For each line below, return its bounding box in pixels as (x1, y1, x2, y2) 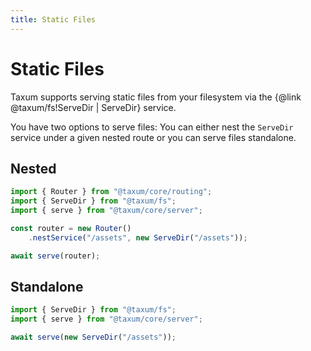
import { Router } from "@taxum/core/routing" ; (10, 187, 213, 197)
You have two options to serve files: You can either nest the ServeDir (10, 121, 294, 133)
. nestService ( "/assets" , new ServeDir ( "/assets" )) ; (28, 232, 248, 243)
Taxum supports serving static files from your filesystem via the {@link (10, 91, 302, 103)
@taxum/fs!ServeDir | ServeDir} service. (10, 101, 177, 113)
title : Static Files (10, 14, 97, 25)
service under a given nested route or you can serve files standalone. (10, 131, 297, 143)
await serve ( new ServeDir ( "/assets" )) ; (10, 332, 177, 343)
